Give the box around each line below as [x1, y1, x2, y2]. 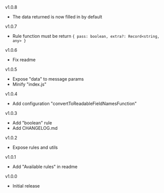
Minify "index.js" [12, 82, 47, 87]
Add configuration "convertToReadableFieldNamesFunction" [12, 100, 137, 106]
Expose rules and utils [12, 144, 58, 150]
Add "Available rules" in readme [12, 164, 78, 170]
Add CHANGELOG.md [12, 125, 58, 131]
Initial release [12, 183, 40, 189]
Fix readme [12, 57, 36, 63]
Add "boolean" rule [12, 120, 52, 126]
